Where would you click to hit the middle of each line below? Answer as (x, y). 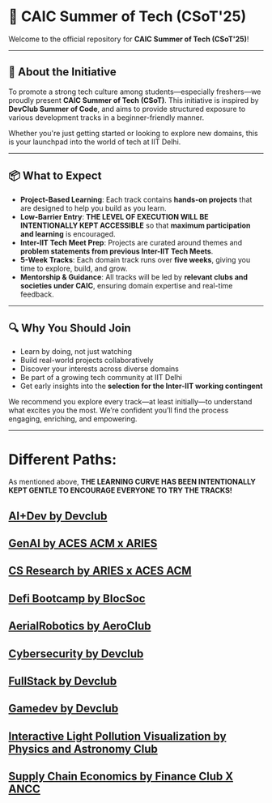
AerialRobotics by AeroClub (80, 626)
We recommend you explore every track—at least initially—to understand (130, 402)
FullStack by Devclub (63, 681)
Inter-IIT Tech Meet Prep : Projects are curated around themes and (131, 242)
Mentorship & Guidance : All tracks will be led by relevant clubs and (134, 277)
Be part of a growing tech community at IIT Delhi (101, 378)
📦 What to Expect (55, 176)
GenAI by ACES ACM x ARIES (83, 543)
